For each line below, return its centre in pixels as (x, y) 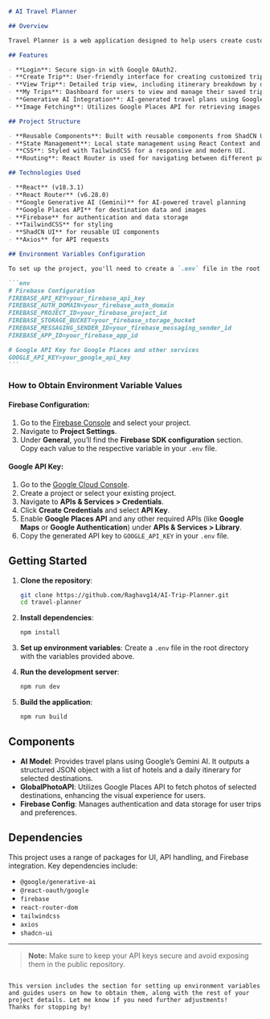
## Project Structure (45, 121)
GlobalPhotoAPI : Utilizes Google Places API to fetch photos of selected (138, 787)
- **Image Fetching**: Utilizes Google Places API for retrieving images (135, 107)
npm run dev (40, 687)
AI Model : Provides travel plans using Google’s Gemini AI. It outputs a (135, 761)
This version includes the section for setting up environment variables (135, 986)
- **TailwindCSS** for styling (61, 225)
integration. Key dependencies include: (73, 866)
